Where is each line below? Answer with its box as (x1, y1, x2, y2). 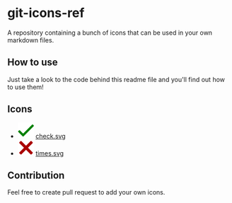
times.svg (35, 149, 64, 157)
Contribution (7, 169, 65, 181)
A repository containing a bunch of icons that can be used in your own (7, 28, 213, 37)
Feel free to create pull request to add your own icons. (7, 188, 166, 197)
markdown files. (7, 35, 54, 44)
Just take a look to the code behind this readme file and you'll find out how (7, 75, 225, 83)
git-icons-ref (7, 5, 85, 21)
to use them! (7, 83, 44, 91)
